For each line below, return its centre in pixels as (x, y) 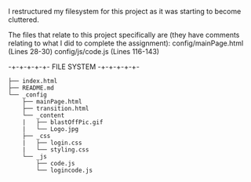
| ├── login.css (52, 143)
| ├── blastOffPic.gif (63, 122)
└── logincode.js (64, 170)
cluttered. (24, 20)
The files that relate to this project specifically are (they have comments (124, 35)
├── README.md (31, 88)
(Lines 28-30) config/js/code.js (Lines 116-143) (84, 51)
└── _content (44, 115)
